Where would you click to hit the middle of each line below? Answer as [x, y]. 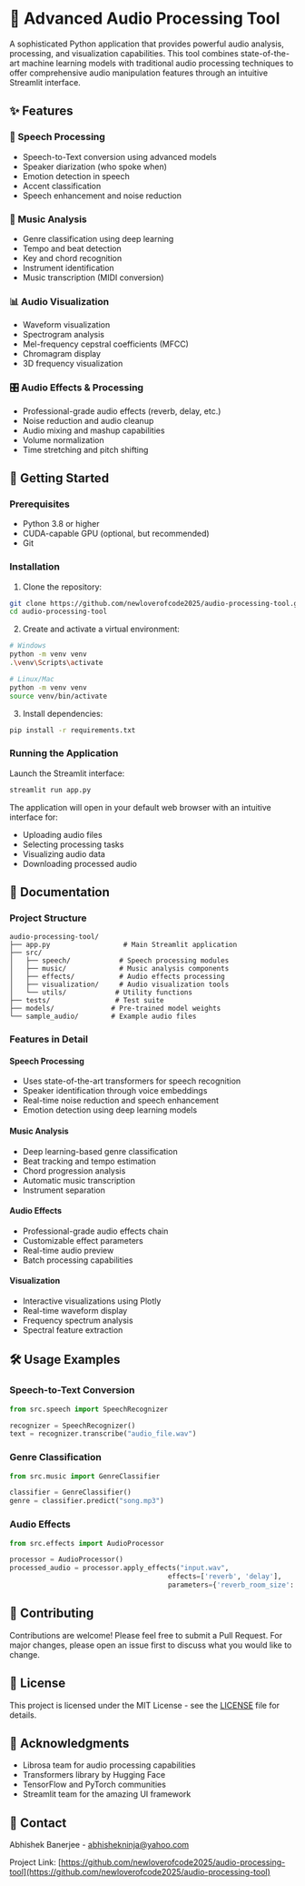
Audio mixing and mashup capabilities [93, 430]
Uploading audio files [62, 834]
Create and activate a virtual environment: [101, 629]
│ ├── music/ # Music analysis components [119, 969]
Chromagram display [62, 354]
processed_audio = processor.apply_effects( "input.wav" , [119, 1568]
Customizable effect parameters [83, 1240]
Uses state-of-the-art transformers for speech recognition [132, 1081]
